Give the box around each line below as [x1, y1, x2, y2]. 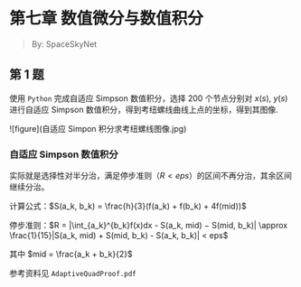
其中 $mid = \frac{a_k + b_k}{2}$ [9, 249, 133, 260]
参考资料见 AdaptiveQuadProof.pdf [9, 268, 137, 279]
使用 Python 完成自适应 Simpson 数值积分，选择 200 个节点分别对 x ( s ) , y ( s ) [9, 92, 288, 104]
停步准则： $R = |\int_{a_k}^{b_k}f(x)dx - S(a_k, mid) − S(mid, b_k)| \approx [9, 220, 287, 231]
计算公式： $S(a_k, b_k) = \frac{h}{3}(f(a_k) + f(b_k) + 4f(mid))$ [9, 200, 247, 212]
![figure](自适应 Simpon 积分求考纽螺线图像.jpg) [9, 123, 187, 134]
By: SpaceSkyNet [31, 38, 98, 50]
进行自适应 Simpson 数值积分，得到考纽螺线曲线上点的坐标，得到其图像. [9, 104, 278, 115]
